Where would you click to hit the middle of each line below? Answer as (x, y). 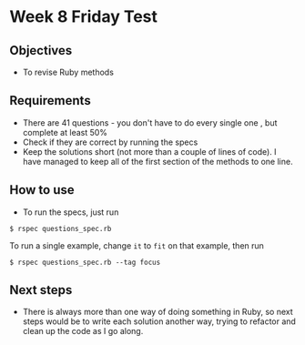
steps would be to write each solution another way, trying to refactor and (159, 321)
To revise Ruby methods (68, 72)
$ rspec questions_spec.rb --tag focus (85, 262)
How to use (42, 190)
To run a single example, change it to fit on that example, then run (137, 245)
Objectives (41, 51)
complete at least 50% (65, 132)
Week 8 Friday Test (83, 17)
